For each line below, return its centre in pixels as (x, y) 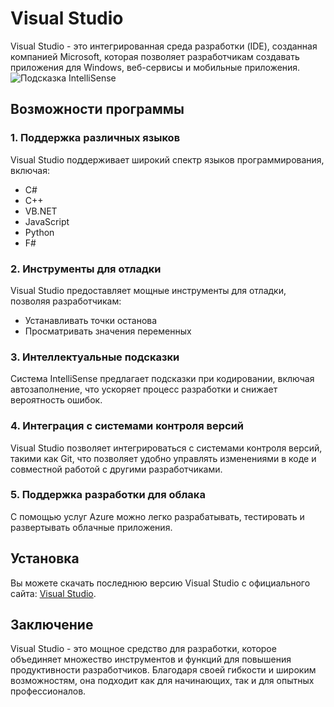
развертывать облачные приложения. (91, 527)
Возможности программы (97, 109)
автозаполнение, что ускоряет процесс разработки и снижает (144, 389)
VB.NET (41, 211)
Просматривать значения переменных (108, 331)
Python (39, 232)
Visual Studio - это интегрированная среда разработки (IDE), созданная (164, 46)
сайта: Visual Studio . (53, 593)
